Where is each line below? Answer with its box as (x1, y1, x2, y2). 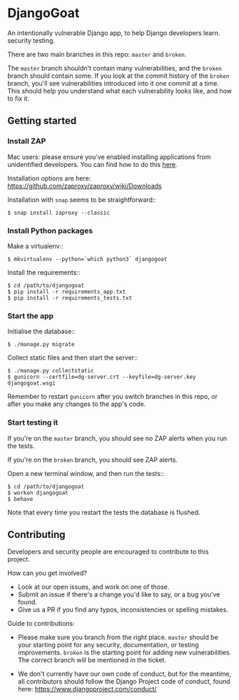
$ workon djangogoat (7, 489, 69, 497)
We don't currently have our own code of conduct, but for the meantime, (17, 669, 232, 679)
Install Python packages (7, 225, 93, 235)
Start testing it (7, 417, 59, 427)
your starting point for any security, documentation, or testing (17, 641, 199, 649)
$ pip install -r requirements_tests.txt (7, 294, 133, 301)
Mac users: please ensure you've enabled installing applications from (7, 152, 211, 161)
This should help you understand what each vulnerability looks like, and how (7, 86, 233, 95)
